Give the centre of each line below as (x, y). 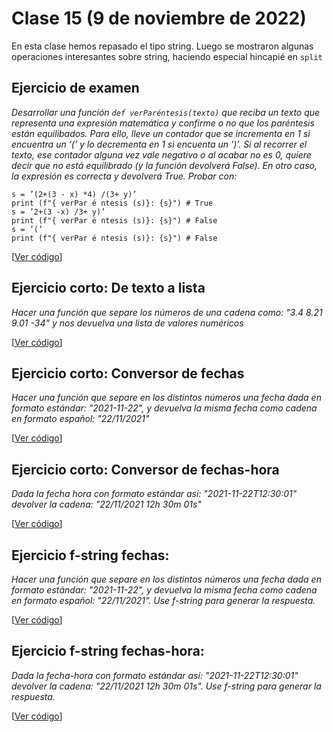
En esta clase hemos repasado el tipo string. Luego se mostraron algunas (162, 46)
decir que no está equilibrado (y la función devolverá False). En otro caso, (164, 165)
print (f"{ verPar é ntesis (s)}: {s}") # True (112, 203)
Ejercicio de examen (75, 88)
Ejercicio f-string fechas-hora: (108, 651)
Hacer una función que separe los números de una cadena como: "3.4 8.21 (167, 312)
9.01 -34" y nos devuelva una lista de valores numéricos (127, 323)
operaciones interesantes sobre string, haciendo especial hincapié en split (167, 56)
